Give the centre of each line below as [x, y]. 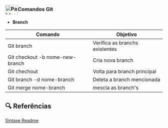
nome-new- [61, 57]
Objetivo [126, 34]
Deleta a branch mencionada [127, 80]
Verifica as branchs [115, 43]
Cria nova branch [113, 60]
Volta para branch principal [124, 72]
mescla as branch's [116, 88]
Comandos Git [35, 9]
